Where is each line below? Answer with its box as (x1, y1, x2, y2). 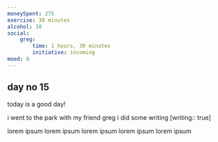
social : (7, 29, 30, 37)
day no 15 (7, 81, 50, 93)
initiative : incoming (32, 49, 96, 56)
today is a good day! (7, 100, 66, 108)
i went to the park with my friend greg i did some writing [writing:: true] (7, 113, 212, 122)
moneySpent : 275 (7, 10, 54, 17)
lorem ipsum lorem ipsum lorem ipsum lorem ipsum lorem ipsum (7, 127, 192, 135)
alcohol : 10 (7, 23, 42, 30)
